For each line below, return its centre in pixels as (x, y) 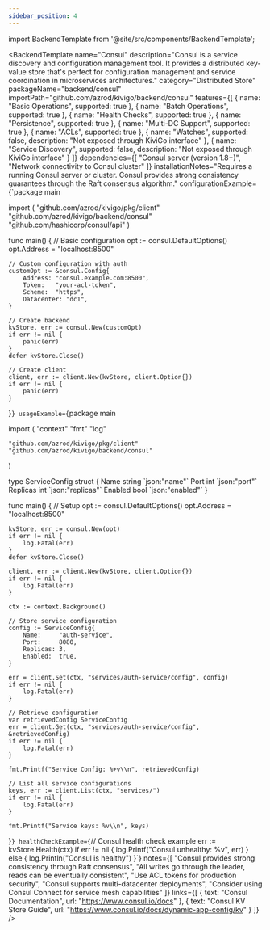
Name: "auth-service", (68, 635)
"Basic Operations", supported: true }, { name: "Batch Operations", (118, 106)
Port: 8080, (50, 642)
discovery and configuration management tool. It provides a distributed (126, 63)
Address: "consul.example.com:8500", (86, 278)
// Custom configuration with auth (68, 263)
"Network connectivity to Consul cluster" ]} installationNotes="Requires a (130, 166)
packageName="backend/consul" (65, 89)
